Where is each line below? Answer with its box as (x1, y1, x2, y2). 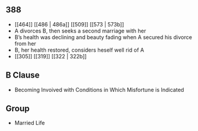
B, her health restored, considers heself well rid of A (14, 46, 144, 53)
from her (14, 40, 37, 47)
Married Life (14, 120, 45, 127)
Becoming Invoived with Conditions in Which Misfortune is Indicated (14, 86, 185, 93)
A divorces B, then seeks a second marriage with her (14, 27, 146, 34)
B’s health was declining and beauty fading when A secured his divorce (14, 33, 193, 41)
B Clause (5, 70, 40, 81)
